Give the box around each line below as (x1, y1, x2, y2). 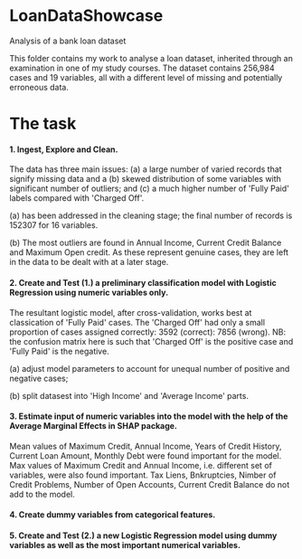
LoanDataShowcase (9, 5, 164, 26)
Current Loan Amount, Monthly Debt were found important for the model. (9, 450, 282, 461)
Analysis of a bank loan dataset (9, 35, 127, 46)
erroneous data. (9, 81, 70, 92)
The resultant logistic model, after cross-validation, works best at (9, 307, 252, 317)
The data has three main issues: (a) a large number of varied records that (9, 164, 282, 175)
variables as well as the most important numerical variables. (9, 539, 241, 550)
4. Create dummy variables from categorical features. (9, 509, 216, 520)
